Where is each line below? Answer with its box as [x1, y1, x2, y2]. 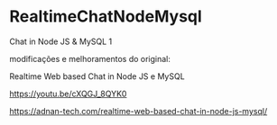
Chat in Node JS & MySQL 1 [9, 36, 113, 47]
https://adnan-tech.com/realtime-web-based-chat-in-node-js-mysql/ [9, 105, 268, 116]
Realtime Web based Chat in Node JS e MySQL [9, 70, 185, 82]
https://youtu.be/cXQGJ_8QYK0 [9, 88, 127, 99]
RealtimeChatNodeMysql [9, 6, 203, 27]
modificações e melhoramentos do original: [9, 53, 171, 64]
